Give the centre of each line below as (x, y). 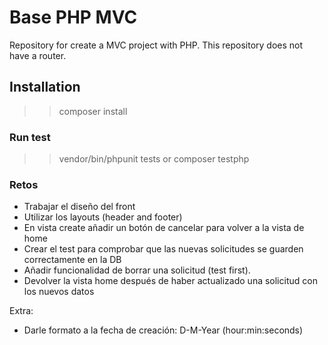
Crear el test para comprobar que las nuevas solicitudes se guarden (163, 249)
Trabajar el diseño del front (79, 207)
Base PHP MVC (73, 17)
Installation (45, 87)
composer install (93, 111)
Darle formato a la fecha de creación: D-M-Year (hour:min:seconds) (163, 330)
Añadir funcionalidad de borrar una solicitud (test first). (137, 270)
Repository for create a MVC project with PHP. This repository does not (156, 45)
